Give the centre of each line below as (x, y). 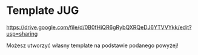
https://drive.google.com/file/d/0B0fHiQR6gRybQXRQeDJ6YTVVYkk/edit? (99, 27)
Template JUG (43, 11)
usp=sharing (22, 33)
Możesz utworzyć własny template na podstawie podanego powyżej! (92, 45)
